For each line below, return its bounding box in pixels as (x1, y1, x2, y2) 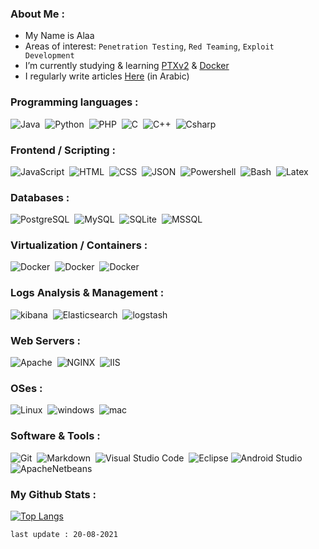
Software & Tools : (10, 429, 101, 443)
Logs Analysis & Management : (10, 286, 165, 300)
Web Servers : (10, 333, 81, 347)
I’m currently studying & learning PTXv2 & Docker (24, 60, 230, 72)
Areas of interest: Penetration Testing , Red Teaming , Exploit (24, 40, 275, 52)
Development (24, 51, 75, 61)
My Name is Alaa (24, 30, 95, 42)
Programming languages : (10, 95, 139, 109)
